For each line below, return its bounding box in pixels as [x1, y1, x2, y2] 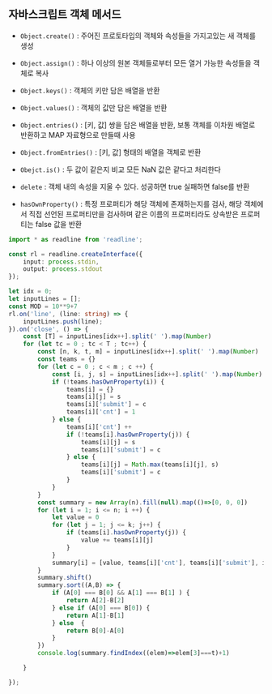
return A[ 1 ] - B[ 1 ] [66, 611, 125, 619]
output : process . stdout [23, 265, 104, 273]
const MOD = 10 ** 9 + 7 [8, 302, 79, 311]
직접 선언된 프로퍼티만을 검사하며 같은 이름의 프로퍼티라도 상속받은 [28, 209, 239, 219]
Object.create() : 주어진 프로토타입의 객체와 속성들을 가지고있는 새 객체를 [19, 31, 257, 41]
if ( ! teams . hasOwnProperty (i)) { [51, 378, 164, 386]
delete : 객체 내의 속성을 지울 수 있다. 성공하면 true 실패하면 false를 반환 [19, 182, 250, 191]
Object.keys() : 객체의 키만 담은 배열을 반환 [19, 85, 160, 95]
